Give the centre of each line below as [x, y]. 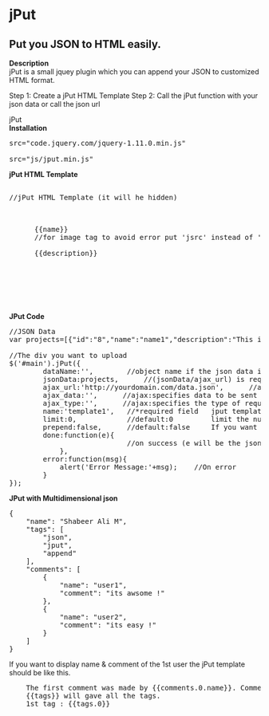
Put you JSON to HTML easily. [85, 44]
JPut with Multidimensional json [63, 498]
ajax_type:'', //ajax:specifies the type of [142, 403]
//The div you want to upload [68, 355]
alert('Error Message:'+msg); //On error [148, 467]
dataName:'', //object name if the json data [148, 371]
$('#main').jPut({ [45, 363]
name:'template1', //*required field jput [135, 411]
